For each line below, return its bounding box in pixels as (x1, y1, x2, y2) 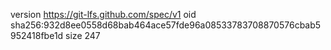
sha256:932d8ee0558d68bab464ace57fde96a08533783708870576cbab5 (10, 19, 322, 31)
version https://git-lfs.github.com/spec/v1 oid (10, 9, 197, 20)
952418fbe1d (10, 30, 64, 41)
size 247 (65, 30, 101, 41)
